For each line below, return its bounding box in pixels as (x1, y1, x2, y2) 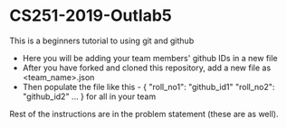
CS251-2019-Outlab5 (9, 5, 172, 26)
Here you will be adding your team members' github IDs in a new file (22, 52, 278, 63)
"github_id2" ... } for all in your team (22, 91, 157, 102)
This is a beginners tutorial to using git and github (9, 35, 195, 46)
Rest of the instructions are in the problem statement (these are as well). (9, 108, 279, 119)
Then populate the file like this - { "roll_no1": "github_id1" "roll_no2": (22, 81, 275, 92)
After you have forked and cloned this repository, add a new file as (22, 62, 272, 73)
